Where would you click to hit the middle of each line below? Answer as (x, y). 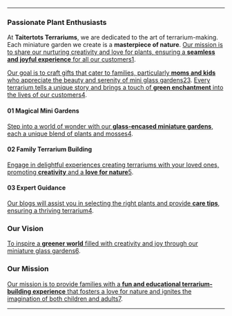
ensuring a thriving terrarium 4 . (51, 210)
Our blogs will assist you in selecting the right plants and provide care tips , (114, 203)
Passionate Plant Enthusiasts (57, 22)
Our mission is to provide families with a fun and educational (94, 284)
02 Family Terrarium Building (50, 149)
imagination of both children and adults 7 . (65, 299)
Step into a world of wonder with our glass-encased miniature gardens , (110, 126)
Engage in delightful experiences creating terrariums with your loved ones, (113, 165)
